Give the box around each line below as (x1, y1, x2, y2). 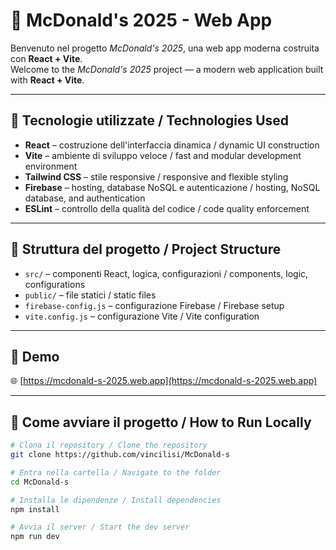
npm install (10, 504, 60, 514)
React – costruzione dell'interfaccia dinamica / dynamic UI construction (24, 139, 320, 151)
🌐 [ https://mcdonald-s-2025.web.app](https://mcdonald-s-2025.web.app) (10, 375, 318, 387)
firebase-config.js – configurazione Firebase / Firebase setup (24, 299, 285, 311)
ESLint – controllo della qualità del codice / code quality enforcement (24, 202, 310, 214)
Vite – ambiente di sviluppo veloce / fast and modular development (24, 149, 302, 161)
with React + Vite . (10, 74, 85, 86)
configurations (24, 278, 86, 290)
